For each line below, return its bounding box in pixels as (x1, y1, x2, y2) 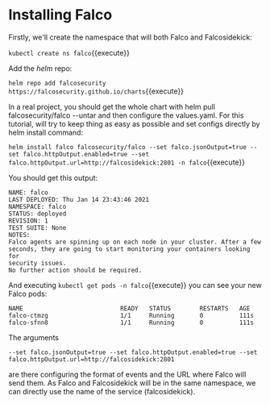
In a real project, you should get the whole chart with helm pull (8, 102, 216, 111)
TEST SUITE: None (8, 223, 67, 231)
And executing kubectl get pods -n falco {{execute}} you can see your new (8, 280, 262, 289)
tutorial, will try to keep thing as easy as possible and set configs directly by (8, 119, 260, 128)
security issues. (8, 259, 67, 267)
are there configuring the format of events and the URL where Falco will (8, 369, 247, 379)
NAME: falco (8, 188, 48, 197)
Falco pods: (8, 289, 48, 298)
